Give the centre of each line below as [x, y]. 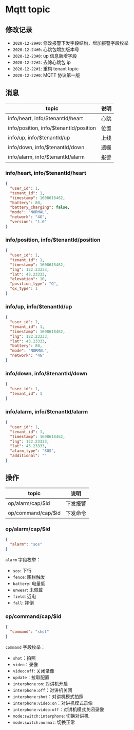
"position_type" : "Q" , [34, 284]
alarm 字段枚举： [23, 559]
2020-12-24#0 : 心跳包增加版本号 [46, 49]
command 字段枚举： [25, 647]
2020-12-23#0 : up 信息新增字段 [45, 56]
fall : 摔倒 [23, 603]
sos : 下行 [22, 570]
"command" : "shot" [30, 632]
